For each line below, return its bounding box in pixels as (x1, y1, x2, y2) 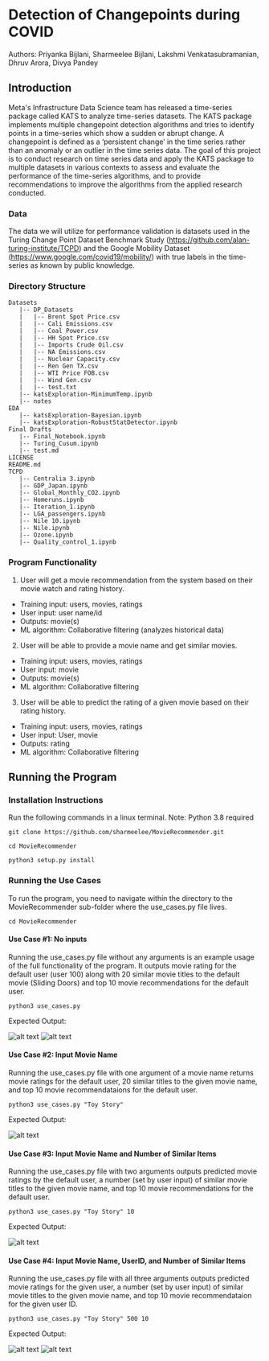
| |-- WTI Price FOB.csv (18, 369, 110, 377)
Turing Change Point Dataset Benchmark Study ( (8, 235, 169, 245)
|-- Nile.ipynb (18, 524, 70, 532)
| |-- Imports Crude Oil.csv (18, 341, 124, 349)
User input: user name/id (19, 607, 103, 617)
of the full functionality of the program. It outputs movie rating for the (8, 960, 237, 970)
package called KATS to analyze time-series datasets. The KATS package (8, 111, 252, 121)
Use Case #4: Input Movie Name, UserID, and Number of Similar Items (8, 1256, 247, 1265)
